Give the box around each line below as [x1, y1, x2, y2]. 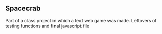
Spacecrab [5, 4, 41, 13]
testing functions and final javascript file [5, 23, 90, 29]
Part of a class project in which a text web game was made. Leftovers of [5, 17, 157, 23]
